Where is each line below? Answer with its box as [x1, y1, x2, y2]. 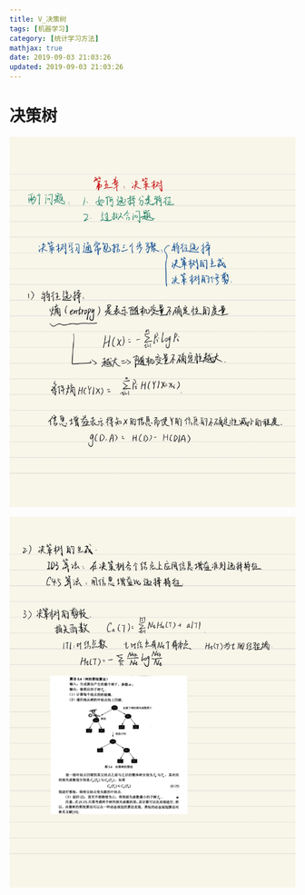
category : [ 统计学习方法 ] [9, 34, 100, 43]
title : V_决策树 [9, 15, 67, 24]
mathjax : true [9, 44, 64, 53]
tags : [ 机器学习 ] [9, 24, 70, 34]
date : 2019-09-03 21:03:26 [9, 53, 112, 63]
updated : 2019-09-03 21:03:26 [9, 63, 124, 72]
